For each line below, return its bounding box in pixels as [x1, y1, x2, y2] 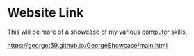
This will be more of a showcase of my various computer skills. [7, 28, 188, 36]
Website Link [7, 5, 84, 21]
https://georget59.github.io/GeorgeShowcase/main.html [7, 41, 168, 49]
